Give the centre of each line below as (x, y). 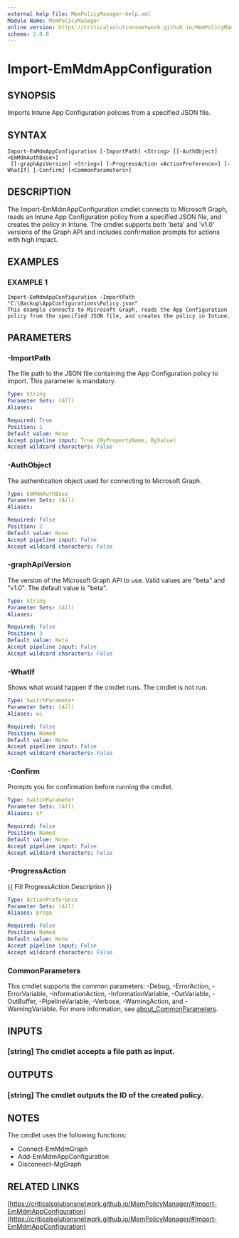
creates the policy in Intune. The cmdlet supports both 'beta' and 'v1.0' (111, 224)
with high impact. (33, 239)
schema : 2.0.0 (28, 34)
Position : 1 (25, 427)
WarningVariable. (33, 1009)
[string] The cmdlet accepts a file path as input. (91, 1052)
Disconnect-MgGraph (49, 1165)
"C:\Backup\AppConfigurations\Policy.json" (73, 303)
